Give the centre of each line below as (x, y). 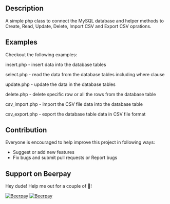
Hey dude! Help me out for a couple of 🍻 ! (49, 186)
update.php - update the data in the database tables (60, 84)
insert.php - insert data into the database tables (56, 64)
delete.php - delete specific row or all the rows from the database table (81, 94)
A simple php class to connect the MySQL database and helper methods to (85, 20)
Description (24, 8)
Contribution (26, 130)
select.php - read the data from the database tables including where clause (85, 74)
